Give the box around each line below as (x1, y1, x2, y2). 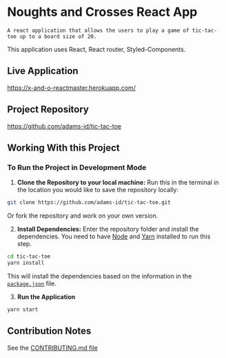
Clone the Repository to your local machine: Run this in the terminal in (17, 178, 219, 187)
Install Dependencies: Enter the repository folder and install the (17, 225, 199, 234)
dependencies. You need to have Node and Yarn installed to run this (17, 232, 211, 241)
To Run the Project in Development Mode (7, 162, 147, 172)
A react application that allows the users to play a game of (7, 27, 189, 34)
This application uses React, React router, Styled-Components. (7, 45, 186, 53)
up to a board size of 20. (19, 32, 97, 40)
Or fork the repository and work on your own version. (7, 211, 158, 220)
